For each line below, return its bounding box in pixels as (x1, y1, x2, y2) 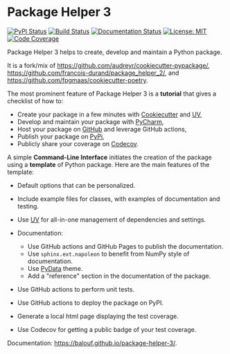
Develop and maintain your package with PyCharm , (17, 117, 164, 125)
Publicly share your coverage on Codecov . (17, 139, 139, 148)
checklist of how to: (7, 96, 64, 105)
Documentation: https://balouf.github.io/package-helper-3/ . (7, 339, 177, 347)
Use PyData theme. (27, 264, 83, 272)
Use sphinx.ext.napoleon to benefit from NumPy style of (27, 249, 190, 258)
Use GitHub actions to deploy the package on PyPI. (17, 299, 164, 307)
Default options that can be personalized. (17, 181, 136, 189)
